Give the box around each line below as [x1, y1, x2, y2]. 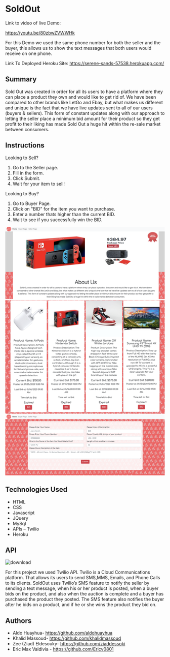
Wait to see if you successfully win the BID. [12, 217, 103, 223]
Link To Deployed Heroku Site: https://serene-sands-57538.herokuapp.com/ [5, 60, 164, 66]
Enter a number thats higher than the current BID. [12, 211, 115, 217]
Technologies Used [5, 485, 67, 494]
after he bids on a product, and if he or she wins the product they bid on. [5, 602, 157, 608]
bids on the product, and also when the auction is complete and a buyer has [5, 591, 164, 597]
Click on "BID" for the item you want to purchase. [12, 205, 115, 212]
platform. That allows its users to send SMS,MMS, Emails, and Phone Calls [5, 575, 160, 581]
